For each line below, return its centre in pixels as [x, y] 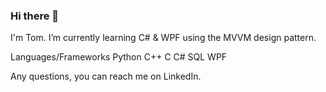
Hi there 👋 [35, 16]
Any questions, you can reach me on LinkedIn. [106, 76]
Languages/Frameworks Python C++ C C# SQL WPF [119, 57]
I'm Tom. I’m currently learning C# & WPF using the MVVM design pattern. [163, 38]
